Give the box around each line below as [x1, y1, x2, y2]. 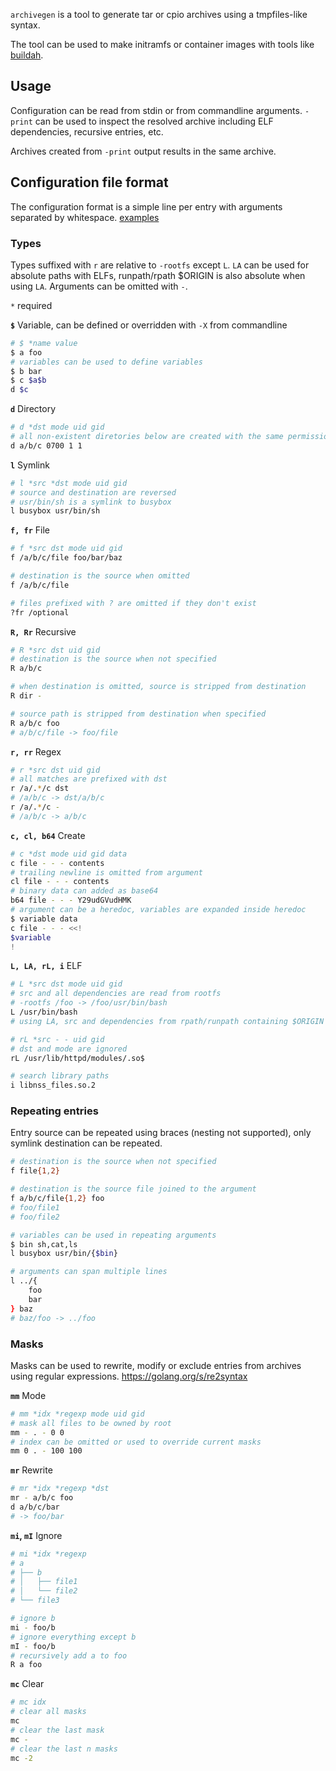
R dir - [10, 691, 43, 701]
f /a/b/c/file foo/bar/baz [10, 553, 123, 563]
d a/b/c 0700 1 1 [10, 440, 83, 451]
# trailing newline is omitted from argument [10, 867, 203, 878]
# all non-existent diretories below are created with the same [10, 432, 284, 442]
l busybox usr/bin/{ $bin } [10, 1249, 118, 1259]
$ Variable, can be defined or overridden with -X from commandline [10, 319, 288, 331]
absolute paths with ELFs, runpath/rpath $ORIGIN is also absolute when [10, 269, 306, 281]
